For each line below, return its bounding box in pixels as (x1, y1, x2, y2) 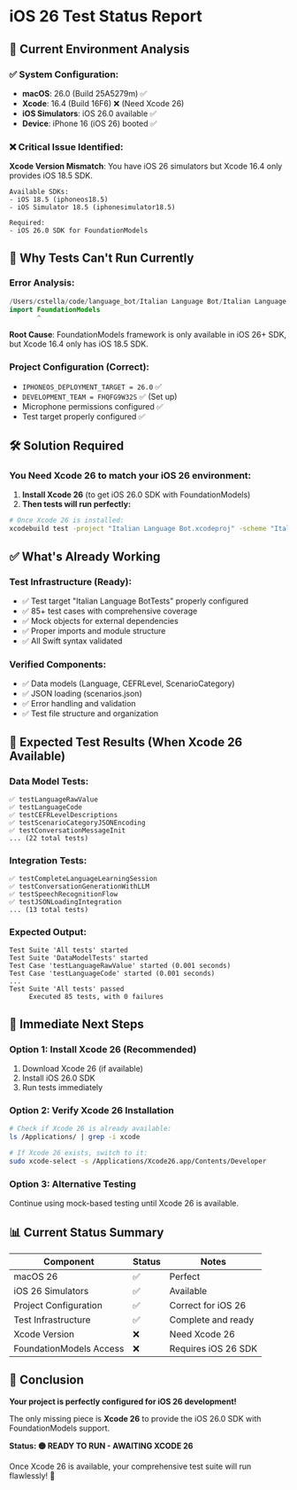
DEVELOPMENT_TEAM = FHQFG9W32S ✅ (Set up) (21, 391, 178, 402)
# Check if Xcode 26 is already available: (9, 1124, 172, 1134)
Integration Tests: (9, 854, 88, 866)
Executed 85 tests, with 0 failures (28, 993, 164, 1002)
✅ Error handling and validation (21, 698, 136, 709)
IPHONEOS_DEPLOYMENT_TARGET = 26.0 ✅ (21, 381, 162, 392)
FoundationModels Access (13, 1343, 125, 1355)
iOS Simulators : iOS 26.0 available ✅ (21, 108, 157, 119)
